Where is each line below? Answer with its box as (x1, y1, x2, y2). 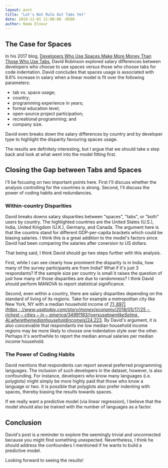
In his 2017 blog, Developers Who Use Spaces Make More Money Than (5, 53, 151, 59)
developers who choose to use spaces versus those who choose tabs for (5, 64, 156, 70)
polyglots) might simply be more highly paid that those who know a (5, 378, 143, 384)
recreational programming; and (12, 116, 76, 122)
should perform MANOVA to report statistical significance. (5, 281, 125, 287)
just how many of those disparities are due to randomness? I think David (5, 276, 154, 282)
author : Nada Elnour (5, 21, 48, 27)
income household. (5, 338, 45, 344)
